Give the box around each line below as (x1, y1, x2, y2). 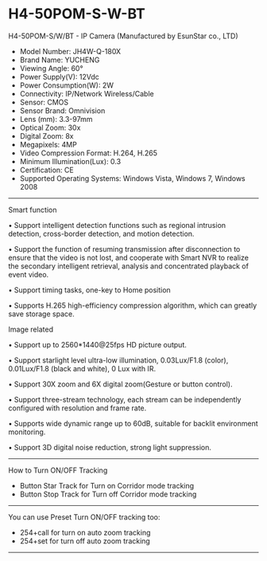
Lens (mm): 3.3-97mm (19, 114, 93, 124)
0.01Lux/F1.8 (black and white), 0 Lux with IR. (8, 363, 157, 373)
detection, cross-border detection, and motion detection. (8, 229, 195, 238)
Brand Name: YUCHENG (19, 55, 100, 65)
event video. (8, 269, 49, 279)
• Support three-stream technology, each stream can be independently (8, 394, 242, 404)
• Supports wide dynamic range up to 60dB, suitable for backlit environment (8, 418, 258, 428)
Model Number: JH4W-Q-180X (19, 46, 122, 56)
